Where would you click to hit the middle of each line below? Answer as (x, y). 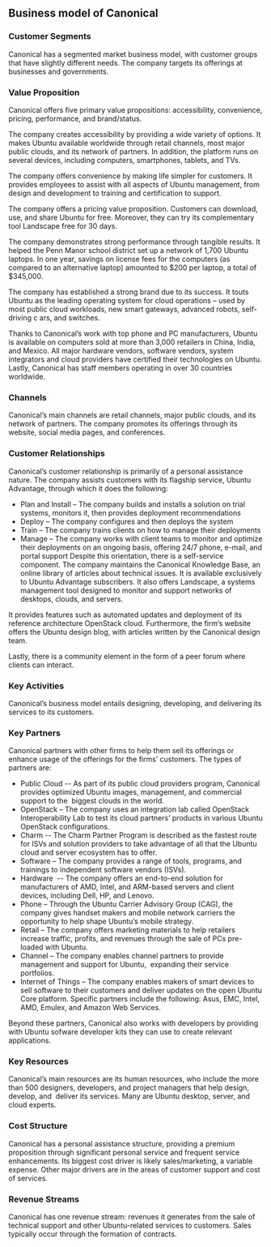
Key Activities (36, 686)
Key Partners (34, 733)
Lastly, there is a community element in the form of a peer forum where (127, 656)
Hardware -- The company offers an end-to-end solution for (122, 878)
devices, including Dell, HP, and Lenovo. (87, 896)
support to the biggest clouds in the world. (92, 801)
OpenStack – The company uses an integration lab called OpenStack (134, 809)
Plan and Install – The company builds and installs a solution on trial (132, 504)
